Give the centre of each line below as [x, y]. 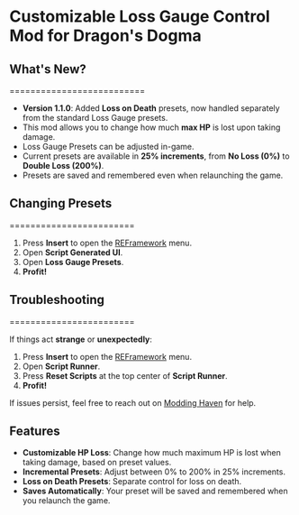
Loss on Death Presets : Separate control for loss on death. [132, 482]
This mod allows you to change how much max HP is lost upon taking [151, 127]
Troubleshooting [57, 300]
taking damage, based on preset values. [97, 463]
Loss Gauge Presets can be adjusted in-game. [109, 147]
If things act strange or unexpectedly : [81, 339]
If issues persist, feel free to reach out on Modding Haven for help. [133, 402]
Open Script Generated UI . [72, 252]
